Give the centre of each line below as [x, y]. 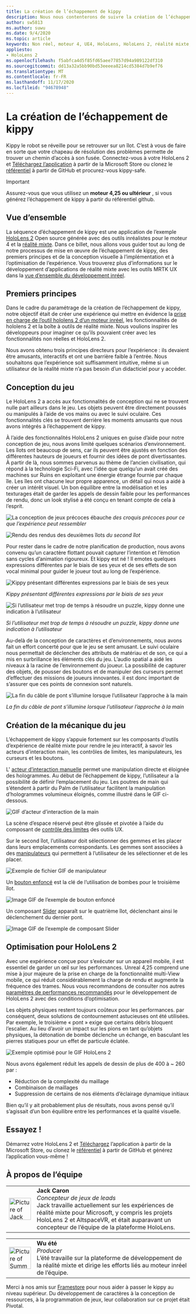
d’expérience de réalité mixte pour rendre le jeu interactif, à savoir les [89, 746]
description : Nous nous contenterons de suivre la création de [85, 17]
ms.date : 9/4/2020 [28, 33]
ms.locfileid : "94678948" [37, 88]
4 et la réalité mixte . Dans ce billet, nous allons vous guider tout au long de [96, 244]
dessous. [17, 801]
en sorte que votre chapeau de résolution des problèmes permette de [90, 151]
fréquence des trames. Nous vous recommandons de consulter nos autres [95, 986]
